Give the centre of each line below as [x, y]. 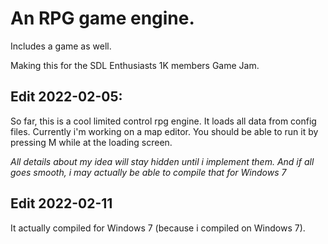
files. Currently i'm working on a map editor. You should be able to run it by [164, 131]
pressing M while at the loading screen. [91, 142]
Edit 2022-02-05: [66, 97]
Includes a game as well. [61, 46]
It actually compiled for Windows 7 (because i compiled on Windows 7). [158, 228]
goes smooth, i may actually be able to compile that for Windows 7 [148, 172]
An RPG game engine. [102, 18]
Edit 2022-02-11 [61, 203]
